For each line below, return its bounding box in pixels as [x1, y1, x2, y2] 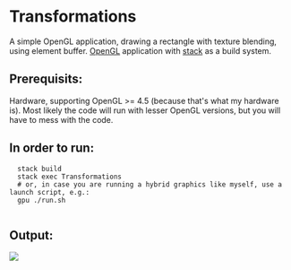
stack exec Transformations [17, 172, 123, 181]
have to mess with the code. [9, 114, 114, 125]
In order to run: [9, 141, 95, 156]
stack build [17, 164, 63, 173]
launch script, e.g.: [9, 187, 90, 196]
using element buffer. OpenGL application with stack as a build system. [9, 45, 271, 56]
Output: [9, 227, 54, 243]
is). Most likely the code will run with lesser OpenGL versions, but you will [9, 105, 281, 116]
